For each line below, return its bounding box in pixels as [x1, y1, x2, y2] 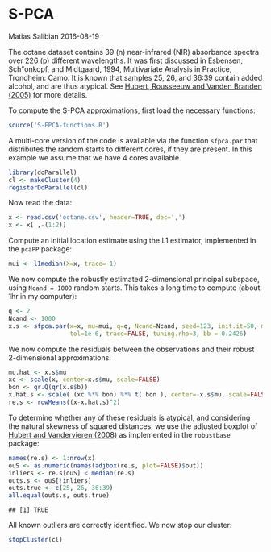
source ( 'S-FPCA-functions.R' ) [8, 121, 110, 129]
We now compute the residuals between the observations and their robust [8, 344, 255, 354]
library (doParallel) [8, 168, 78, 176]
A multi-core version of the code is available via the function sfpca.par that [8, 135, 258, 145]
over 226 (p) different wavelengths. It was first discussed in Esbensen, [8, 56, 244, 65]
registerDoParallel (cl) [8, 183, 89, 192]
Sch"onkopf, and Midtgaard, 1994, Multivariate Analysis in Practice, [8, 64, 232, 73]
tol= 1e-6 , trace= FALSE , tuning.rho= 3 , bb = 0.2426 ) [69, 330, 248, 338]
